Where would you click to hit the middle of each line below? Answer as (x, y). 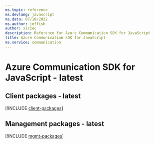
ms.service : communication (33, 42)
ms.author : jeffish (25, 24)
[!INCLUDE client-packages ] (34, 108)
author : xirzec (21, 28)
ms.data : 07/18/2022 (27, 19)
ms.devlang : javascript (30, 14)
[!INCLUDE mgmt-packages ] (34, 136)
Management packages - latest (55, 124)
